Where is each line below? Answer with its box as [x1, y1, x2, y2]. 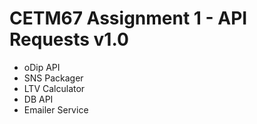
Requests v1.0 [9, 28, 129, 51]
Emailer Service [23, 103, 89, 116]
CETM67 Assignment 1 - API [9, 7, 248, 30]
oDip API [23, 61, 61, 73]
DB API [23, 93, 54, 105]
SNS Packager [23, 72, 84, 84]
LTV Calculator [23, 82, 86, 94]
